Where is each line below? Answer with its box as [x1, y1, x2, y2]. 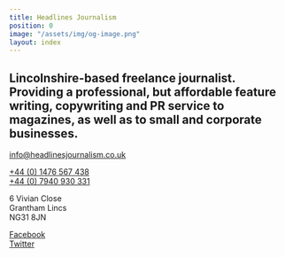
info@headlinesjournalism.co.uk [9, 150, 127, 160]
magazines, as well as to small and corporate [9, 112, 263, 127]
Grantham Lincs [9, 203, 67, 214]
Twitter [9, 238, 35, 249]
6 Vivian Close [9, 193, 62, 204]
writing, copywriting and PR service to [9, 98, 225, 113]
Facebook [9, 230, 46, 240]
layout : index [9, 37, 62, 47]
